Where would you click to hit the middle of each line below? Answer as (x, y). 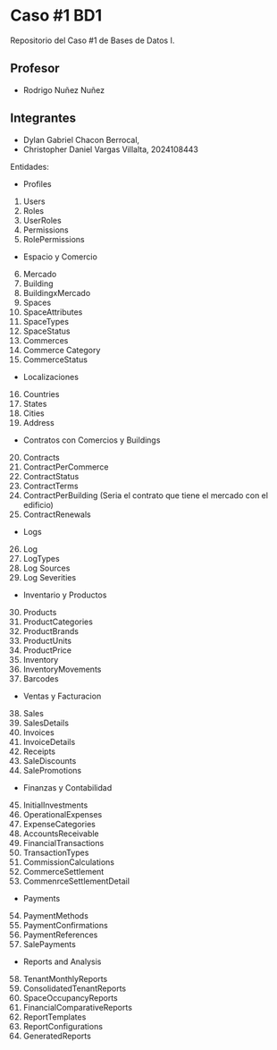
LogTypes (42, 558)
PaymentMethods (55, 915)
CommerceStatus (55, 360)
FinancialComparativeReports (78, 1007)
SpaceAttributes (53, 312)
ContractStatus (51, 476)
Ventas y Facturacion (62, 696)
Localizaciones (51, 377)
